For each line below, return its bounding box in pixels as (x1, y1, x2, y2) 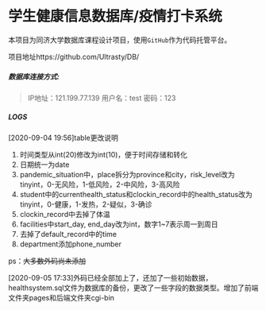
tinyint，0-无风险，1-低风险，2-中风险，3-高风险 (19, 180, 180, 189)
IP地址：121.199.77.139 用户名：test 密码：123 (27, 93, 176, 103)
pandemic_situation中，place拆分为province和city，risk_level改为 (19, 169, 236, 179)
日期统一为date (19, 160, 70, 169)
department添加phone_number (19, 239, 121, 249)
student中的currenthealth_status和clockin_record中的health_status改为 (19, 189, 253, 199)
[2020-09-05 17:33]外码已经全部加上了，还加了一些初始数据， (8, 273, 213, 282)
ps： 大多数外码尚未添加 (8, 256, 86, 265)
